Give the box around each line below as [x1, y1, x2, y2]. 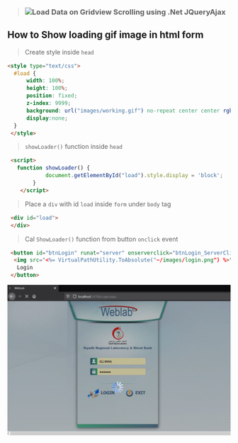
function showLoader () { [16, 164, 91, 172]
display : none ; [25, 114, 69, 122]
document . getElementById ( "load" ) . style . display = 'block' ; [45, 172, 223, 179]
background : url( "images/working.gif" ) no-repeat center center [25, 107, 220, 114]
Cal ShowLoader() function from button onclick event [24, 235, 178, 243]
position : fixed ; [25, 92, 78, 99]
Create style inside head [24, 47, 94, 56]
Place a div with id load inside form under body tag [24, 199, 171, 208]
